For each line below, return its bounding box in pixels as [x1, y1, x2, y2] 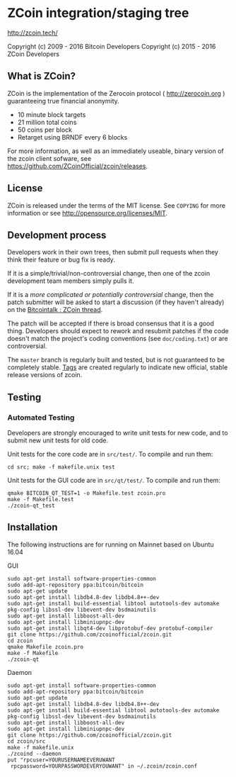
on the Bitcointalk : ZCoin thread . [7, 306, 103, 314]
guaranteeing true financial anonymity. [7, 96, 120, 105]
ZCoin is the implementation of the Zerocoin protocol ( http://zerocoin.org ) [7, 89, 225, 97]
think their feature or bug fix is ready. [7, 255, 115, 264]
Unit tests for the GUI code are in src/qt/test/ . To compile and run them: [7, 476, 220, 485]
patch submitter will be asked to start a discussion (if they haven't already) [7, 298, 225, 306]
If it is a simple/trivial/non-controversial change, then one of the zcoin [7, 269, 211, 278]
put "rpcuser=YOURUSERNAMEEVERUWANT [7, 756, 115, 764]
